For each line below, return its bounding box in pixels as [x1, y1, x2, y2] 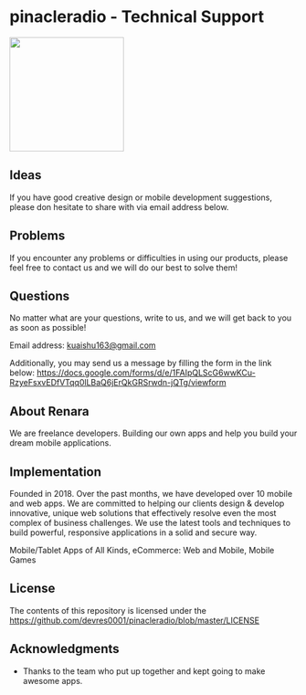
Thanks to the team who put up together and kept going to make [22, 665, 266, 677]
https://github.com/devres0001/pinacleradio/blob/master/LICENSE [9, 615, 260, 626]
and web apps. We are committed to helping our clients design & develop [9, 498, 285, 509]
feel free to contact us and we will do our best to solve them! [9, 262, 237, 273]
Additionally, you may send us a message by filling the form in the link [9, 358, 272, 369]
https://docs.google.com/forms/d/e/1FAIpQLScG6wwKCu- [36, 367, 256, 378]
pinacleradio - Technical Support [9, 6, 265, 27]
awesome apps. [22, 675, 83, 686]
